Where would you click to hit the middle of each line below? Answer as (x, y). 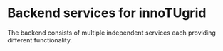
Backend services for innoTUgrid (107, 13)
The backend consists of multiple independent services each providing (111, 33)
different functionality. (40, 40)
